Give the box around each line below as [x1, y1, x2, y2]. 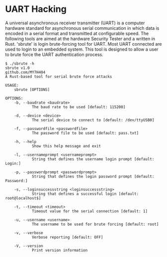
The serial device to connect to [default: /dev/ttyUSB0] [31, 118, 155, 123]
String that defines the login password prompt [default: [31, 174, 155, 179]
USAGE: [5, 83, 19, 88]
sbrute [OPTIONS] [14, 87, 50, 92]
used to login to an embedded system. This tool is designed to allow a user [5, 46, 159, 52]
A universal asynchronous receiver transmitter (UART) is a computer [5, 20, 145, 26]
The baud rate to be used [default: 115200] [31, 104, 126, 110]
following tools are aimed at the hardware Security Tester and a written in [5, 36, 156, 42]
